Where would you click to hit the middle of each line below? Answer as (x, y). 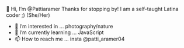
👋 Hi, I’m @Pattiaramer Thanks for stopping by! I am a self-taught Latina (93, 9)
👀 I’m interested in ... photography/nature (64, 26)
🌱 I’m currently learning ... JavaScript (59, 32)
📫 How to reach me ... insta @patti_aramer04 (70, 39)
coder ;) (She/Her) (28, 15)
